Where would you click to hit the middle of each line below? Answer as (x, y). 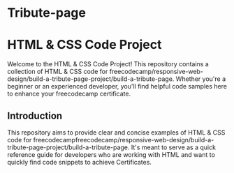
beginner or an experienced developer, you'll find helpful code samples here (117, 86)
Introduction (35, 115)
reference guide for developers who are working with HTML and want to (111, 154)
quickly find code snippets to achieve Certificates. (80, 162)
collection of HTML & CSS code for (58, 72)
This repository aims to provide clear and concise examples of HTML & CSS (116, 132)
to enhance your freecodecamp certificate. (69, 94)
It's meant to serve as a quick (174, 147)
